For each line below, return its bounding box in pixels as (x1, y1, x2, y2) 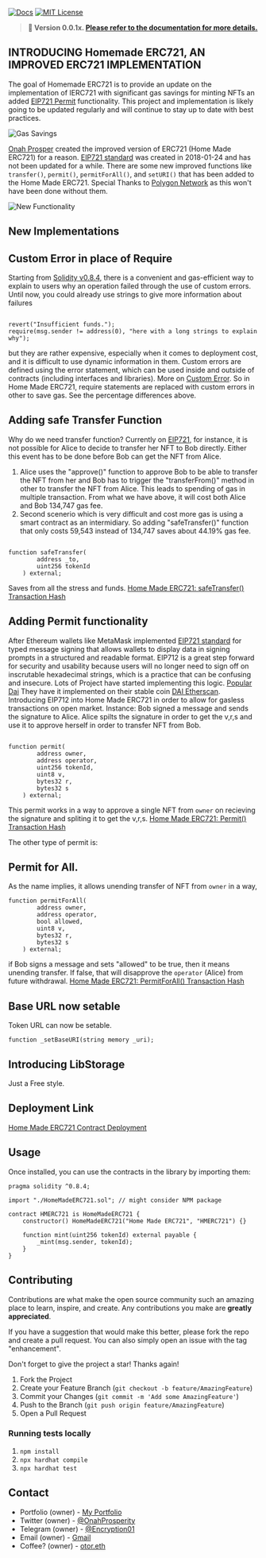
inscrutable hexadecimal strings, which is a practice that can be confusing (8, 669, 252, 679)
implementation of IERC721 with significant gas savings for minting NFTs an (8, 87, 256, 97)
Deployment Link (8, 1102, 94, 1115)
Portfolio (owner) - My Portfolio (19, 1507, 122, 1517)
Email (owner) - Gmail (19, 1533, 91, 1542)
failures (8, 298, 33, 308)
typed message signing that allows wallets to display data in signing (8, 644, 230, 653)
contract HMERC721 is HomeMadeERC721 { (8, 1210, 141, 1218)
